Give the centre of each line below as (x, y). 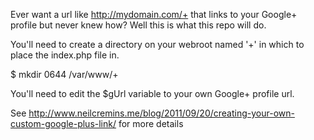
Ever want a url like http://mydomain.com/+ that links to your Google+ (154, 14)
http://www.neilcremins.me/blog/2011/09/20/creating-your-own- (161, 113)
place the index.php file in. (65, 55)
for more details (151, 123)
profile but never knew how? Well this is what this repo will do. (138, 25)
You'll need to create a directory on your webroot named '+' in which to (157, 44)
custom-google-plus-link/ (63, 123)
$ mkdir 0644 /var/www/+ (64, 74)
